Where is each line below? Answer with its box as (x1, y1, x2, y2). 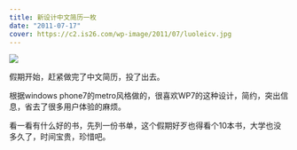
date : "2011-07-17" (9, 21, 82, 30)
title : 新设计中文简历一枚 (9, 12, 98, 22)
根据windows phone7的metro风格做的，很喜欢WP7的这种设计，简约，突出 (9, 91, 281, 101)
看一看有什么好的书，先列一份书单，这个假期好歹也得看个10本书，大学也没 (9, 121, 282, 131)
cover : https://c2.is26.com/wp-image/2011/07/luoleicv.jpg (9, 29, 232, 38)
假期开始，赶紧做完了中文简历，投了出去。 (9, 72, 165, 83)
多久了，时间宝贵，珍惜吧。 (9, 131, 111, 142)
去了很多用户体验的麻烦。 (32, 101, 126, 112)
